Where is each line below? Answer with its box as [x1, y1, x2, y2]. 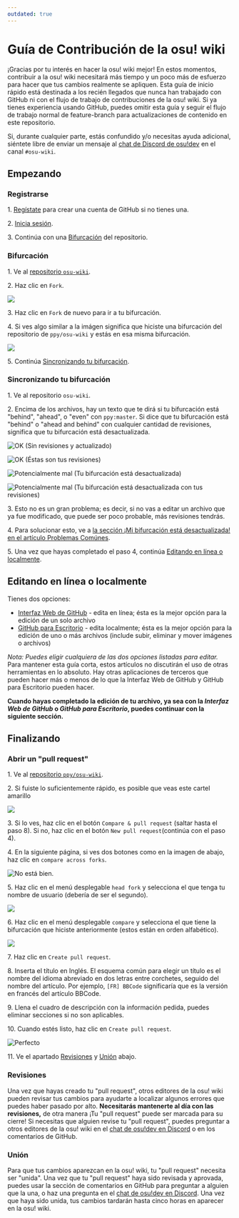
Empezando [7, 167, 62, 179]
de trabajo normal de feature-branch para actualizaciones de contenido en [7, 110, 227, 119]
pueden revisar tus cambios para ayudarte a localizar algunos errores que [7, 1094, 225, 1102]
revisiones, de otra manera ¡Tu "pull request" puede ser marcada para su [7, 1109, 223, 1118]
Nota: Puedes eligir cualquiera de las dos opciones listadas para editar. [7, 652, 219, 661]
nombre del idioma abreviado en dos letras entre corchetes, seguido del [7, 974, 219, 983]
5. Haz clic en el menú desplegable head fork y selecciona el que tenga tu [7, 883, 225, 892]
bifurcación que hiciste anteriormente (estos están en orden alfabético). [7, 926, 219, 934]
